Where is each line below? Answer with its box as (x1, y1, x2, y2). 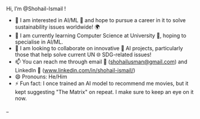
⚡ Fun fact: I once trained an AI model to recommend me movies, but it (14, 80, 189, 87)
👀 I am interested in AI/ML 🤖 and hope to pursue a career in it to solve (14, 17, 186, 23)
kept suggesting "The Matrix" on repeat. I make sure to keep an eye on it (14, 89, 194, 95)
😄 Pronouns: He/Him (14, 73, 67, 80)
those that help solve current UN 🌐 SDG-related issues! (14, 51, 152, 58)
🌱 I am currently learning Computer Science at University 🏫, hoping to (14, 32, 187, 39)
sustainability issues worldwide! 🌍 (14, 23, 100, 30)
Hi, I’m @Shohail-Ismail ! (6, 5, 66, 12)
